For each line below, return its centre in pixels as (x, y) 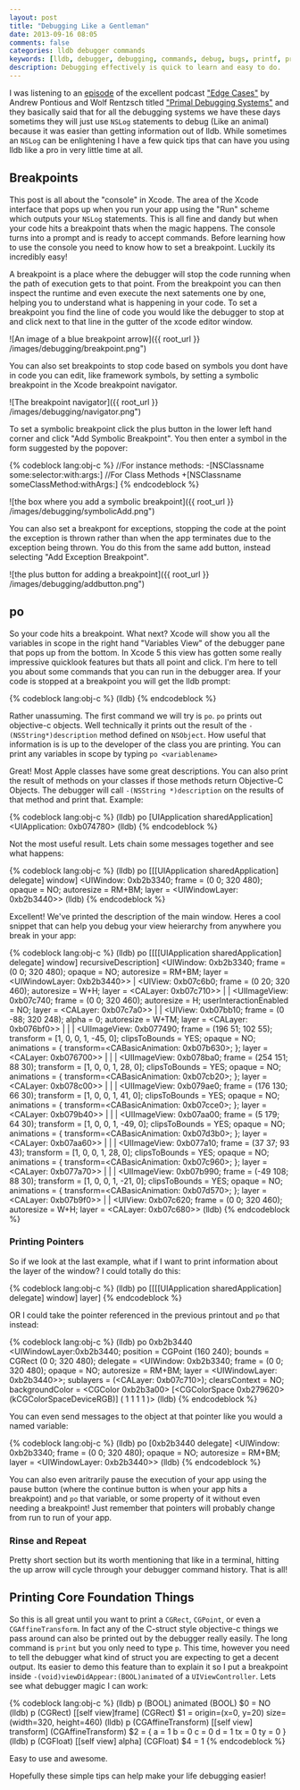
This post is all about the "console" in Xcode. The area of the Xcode (134, 199)
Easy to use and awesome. (59, 1758)
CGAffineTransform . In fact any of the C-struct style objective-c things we (144, 1628)
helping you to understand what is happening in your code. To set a (133, 302)
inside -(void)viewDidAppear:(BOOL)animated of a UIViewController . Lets (143, 1676)
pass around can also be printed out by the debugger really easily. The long (149, 1638)
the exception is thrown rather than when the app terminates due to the (140, 538)
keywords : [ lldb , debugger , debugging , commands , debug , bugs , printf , (145, 59)
